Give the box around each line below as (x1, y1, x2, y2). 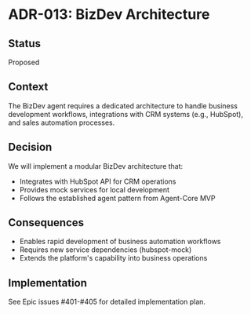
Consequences (8, 216, 85, 229)
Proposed (8, 57, 40, 67)
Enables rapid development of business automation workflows (19, 237, 221, 246)
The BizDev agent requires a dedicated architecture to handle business (8, 100, 238, 111)
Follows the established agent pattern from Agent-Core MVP (19, 193, 216, 203)
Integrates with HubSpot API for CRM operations (19, 177, 176, 186)
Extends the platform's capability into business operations (19, 254, 208, 263)
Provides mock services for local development (19, 184, 170, 194)
